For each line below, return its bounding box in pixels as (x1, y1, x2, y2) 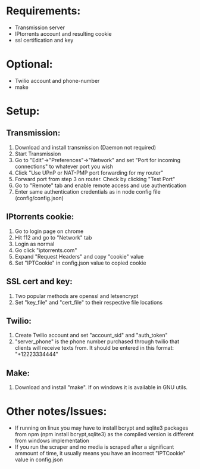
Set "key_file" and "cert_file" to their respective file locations (14, 299, 162, 306)
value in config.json (14, 456, 64, 463)
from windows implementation (14, 437, 89, 445)
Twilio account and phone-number (14, 77, 100, 84)
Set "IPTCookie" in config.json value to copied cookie (14, 259, 146, 266)
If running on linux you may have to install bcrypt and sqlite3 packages (14, 424, 189, 431)
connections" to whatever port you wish (14, 163, 113, 170)
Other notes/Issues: (6, 405, 107, 418)
